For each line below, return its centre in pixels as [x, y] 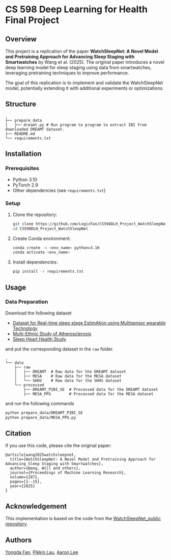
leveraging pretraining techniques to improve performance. [67, 73]
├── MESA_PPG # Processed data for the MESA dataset [89, 394]
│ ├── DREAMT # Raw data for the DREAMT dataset [70, 371]
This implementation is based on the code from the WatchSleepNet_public [83, 519]
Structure [21, 104]
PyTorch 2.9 [25, 185]
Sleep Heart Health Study [39, 339]
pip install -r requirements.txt [48, 272]
